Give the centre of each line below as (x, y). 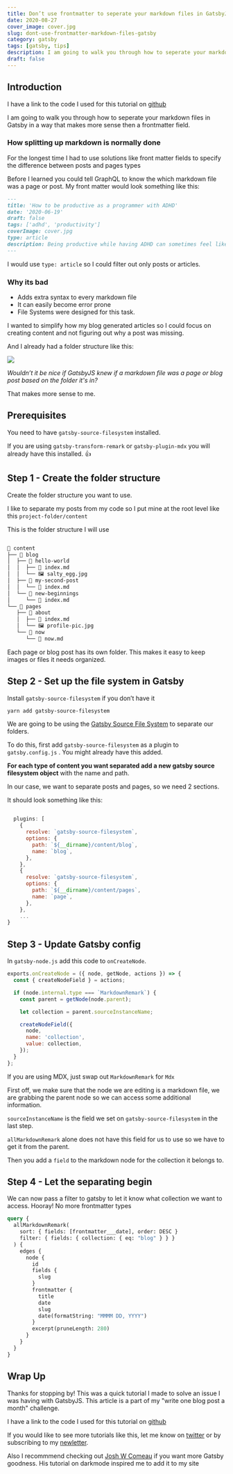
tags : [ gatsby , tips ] (38, 46)
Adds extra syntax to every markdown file (77, 297)
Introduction (35, 87)
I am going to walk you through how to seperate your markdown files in (109, 117)
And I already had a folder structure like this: (70, 347)
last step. (20, 1125)
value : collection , (53, 1044)
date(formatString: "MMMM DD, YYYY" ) (93, 1316)
